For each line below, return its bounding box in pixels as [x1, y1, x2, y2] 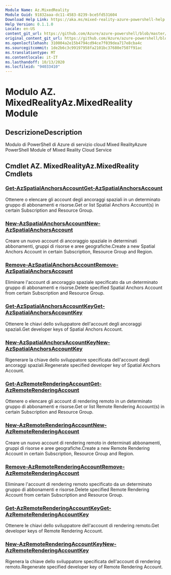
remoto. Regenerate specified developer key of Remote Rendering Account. [5, 564, 163, 570]
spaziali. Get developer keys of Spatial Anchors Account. [5, 326, 123, 332]
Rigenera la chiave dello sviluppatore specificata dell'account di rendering [5, 558, 161, 565]
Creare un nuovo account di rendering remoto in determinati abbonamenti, [5, 440, 161, 446]
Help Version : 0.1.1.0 [5, 21, 53, 27]
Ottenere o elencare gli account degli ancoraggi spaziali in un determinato [5, 196, 160, 203]
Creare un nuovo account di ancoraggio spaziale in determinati [5, 238, 137, 244]
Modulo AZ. [5, 86, 56, 98]
